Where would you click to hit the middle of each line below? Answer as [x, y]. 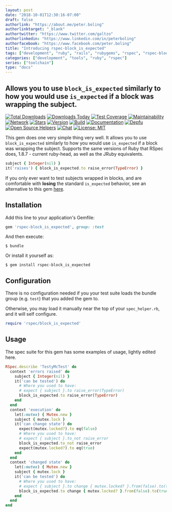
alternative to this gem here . [35, 189]
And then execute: [25, 236]
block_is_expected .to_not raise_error [60, 443]
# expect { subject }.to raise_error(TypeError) [72, 391]
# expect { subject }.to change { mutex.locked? [72, 486]
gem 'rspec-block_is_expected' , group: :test [55, 227]
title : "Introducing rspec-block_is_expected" [56, 48]
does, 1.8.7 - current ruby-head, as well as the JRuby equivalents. [74, 154]
